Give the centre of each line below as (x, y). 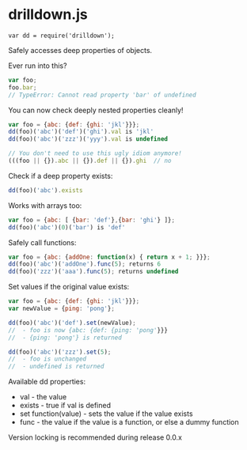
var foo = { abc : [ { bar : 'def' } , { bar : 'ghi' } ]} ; (92, 220)
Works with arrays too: (45, 205)
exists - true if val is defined (65, 406)
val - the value (43, 397)
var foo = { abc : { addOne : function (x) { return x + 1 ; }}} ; (110, 257)
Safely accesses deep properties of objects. (80, 50)
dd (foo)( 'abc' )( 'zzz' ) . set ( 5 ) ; (60, 352)
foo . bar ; (23, 87)
